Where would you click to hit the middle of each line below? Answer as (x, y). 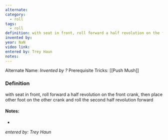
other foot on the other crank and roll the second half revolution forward (79, 99)
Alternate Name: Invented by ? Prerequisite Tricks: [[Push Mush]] (72, 70)
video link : (17, 47)
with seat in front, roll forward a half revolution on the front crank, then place (84, 94)
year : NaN (15, 42)
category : (15, 14)
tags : (11, 24)
